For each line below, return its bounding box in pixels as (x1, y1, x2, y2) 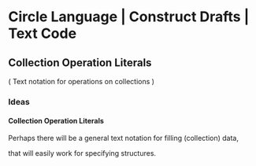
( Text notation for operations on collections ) (8, 77, 155, 86)
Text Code (8, 24, 77, 42)
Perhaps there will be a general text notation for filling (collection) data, (8, 134, 239, 143)
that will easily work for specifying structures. (8, 149, 156, 158)
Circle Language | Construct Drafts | (8, 8, 250, 26)
